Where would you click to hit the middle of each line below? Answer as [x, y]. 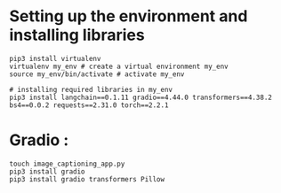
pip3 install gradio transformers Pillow [87, 179]
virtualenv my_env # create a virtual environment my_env [119, 66]
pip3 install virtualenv [55, 58]
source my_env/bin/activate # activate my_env [97, 74]
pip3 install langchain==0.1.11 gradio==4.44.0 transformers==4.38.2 [141, 97]
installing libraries [77, 35]
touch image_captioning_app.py [67, 164]
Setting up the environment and [128, 16]
